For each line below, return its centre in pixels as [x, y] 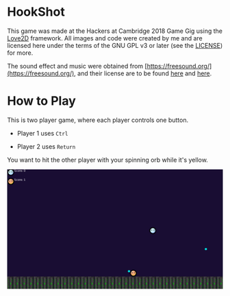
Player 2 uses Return [46, 146]
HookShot [36, 12]
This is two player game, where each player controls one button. [98, 120]
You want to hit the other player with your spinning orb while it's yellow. [108, 160]
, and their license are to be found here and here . [143, 73]
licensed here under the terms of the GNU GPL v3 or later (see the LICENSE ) [115, 45]
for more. [20, 53]
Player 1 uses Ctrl [42, 133]
